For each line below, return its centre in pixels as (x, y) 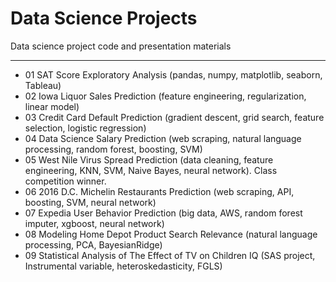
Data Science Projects (104, 18)
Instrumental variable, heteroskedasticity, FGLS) (123, 266)
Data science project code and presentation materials (121, 46)
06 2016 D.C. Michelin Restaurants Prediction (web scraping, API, (159, 191)
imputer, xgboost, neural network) (94, 223)
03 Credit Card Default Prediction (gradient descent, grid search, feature (174, 117)
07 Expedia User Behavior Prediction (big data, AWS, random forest (163, 213)
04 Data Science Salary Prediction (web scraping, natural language (163, 138)
